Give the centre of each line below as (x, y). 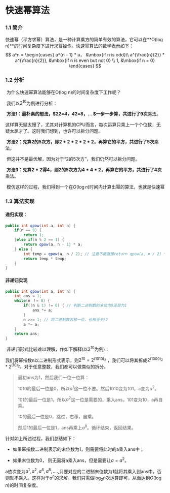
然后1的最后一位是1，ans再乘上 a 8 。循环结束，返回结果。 (77, 427)
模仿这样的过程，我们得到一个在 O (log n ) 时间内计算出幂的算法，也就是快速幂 (86, 187)
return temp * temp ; (45, 259)
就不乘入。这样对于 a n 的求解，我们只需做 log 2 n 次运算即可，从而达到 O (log (86, 478)
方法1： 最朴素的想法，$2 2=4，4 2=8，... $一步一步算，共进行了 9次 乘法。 (83, 114)
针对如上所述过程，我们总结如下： (41, 439)
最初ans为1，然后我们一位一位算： (53, 378)
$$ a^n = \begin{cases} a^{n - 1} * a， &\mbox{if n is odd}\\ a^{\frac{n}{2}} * (85, 55)
